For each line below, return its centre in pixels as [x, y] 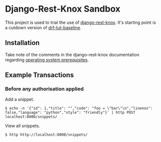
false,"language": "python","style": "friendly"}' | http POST [70, 113]
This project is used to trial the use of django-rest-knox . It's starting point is [80, 22]
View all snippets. [23, 126]
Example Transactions [40, 75]
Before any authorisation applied [44, 89]
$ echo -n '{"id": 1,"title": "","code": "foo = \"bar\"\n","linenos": [79, 108]
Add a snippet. [20, 99]
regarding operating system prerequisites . [47, 60]
